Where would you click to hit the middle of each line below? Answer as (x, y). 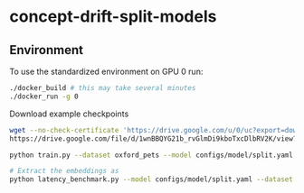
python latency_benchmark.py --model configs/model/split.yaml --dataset (152, 179)
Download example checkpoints (69, 114)
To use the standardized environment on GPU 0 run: (106, 71)
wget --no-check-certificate (64, 130)
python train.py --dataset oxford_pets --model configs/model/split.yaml (152, 155)
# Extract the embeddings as (64, 171)
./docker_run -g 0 (44, 96)
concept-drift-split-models (113, 17)
